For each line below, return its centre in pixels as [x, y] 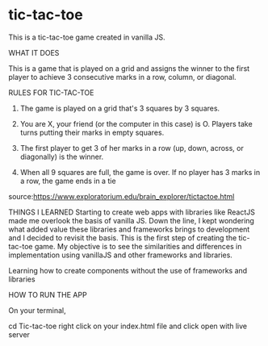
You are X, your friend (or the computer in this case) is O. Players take [136, 123]
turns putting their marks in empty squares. [92, 132]
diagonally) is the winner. [62, 156]
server [19, 334]
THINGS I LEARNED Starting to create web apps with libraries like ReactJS [132, 212]
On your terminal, [37, 310]
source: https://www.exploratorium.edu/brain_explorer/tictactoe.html [121, 196]
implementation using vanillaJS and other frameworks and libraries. [120, 255]
